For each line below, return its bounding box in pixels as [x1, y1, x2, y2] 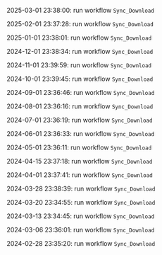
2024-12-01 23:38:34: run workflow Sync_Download [6, 47, 154, 55]
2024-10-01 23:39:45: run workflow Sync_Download [6, 74, 154, 83]
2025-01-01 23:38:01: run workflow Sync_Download [6, 33, 152, 42]
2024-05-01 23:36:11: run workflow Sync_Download [6, 143, 152, 152]
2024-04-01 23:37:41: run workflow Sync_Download [6, 171, 153, 179]
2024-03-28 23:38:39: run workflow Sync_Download [6, 184, 156, 193]
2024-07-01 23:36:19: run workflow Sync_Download [6, 116, 153, 124]
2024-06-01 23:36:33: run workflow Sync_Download [6, 130, 155, 137]
